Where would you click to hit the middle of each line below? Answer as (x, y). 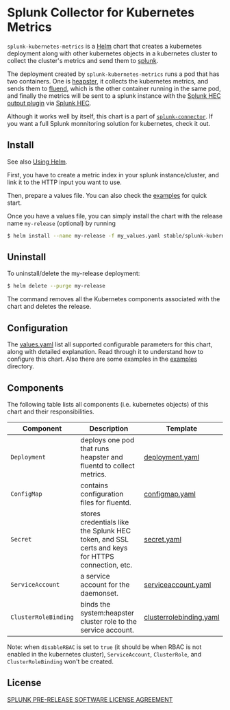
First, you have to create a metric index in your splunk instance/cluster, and (113, 175)
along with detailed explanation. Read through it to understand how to (105, 352)
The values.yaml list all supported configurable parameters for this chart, (110, 344)
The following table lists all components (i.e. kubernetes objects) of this (108, 404)
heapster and (102, 457)
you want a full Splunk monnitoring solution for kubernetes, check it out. (109, 123)
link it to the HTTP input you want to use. (64, 182)
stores (90, 514)
